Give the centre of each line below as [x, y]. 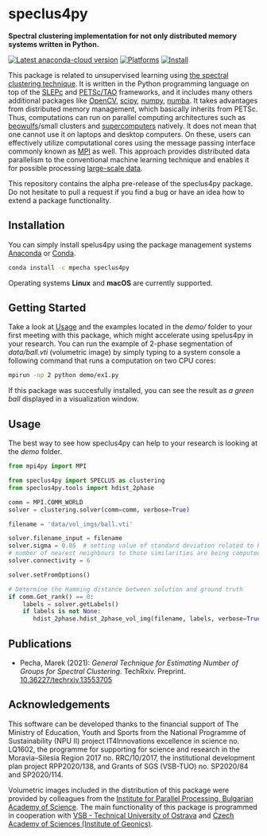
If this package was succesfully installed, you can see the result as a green [131, 391]
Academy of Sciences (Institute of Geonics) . [81, 823]
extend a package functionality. [60, 200]
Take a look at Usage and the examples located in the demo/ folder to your [130, 327]
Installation [37, 226]
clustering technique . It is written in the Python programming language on [129, 84]
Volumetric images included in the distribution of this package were [119, 790]
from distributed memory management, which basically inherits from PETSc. [133, 109]
